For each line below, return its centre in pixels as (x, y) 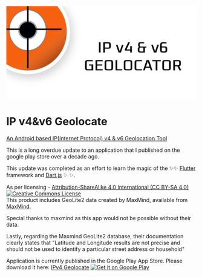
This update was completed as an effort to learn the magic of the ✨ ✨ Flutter (101, 168)
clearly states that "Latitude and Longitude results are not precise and (93, 243)
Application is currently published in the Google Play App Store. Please (94, 261)
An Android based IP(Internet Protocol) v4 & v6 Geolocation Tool (87, 138)
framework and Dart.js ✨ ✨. (41, 175)
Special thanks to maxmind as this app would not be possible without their (99, 218)
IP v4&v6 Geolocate (57, 122)
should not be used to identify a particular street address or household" (96, 249)
